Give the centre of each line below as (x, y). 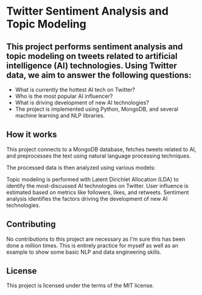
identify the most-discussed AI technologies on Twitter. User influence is (97, 186)
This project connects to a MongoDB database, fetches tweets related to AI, (101, 149)
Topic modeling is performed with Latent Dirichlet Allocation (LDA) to (92, 179)
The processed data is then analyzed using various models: (81, 167)
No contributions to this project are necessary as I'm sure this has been (96, 239)
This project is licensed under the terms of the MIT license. (80, 286)
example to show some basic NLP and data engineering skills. (84, 252)
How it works (32, 135)
